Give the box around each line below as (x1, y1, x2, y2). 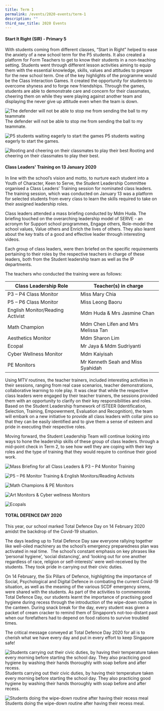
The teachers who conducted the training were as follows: (5, 271, 122, 276)
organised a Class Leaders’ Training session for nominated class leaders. (5, 185, 152, 191)
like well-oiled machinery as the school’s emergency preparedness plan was (5, 543, 159, 549)
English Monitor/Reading (7, 306, 64, 313)
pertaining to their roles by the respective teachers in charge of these (5, 251, 145, 257)
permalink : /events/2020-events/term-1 (5, 12, 86, 17)
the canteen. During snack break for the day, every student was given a (5, 604, 149, 610)
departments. (5, 261, 32, 267)
